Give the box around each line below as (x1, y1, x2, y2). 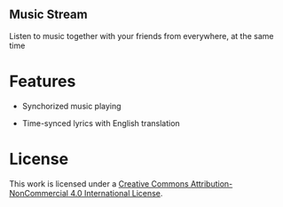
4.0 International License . (70, 187, 163, 198)
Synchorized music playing (21, 100, 122, 111)
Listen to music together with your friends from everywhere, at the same (9, 30, 274, 41)
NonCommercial (9, 187, 69, 198)
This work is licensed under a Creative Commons (9, 178, 189, 189)
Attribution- (190, 178, 233, 189)
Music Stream (9, 7, 88, 22)
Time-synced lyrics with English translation (21, 117, 180, 128)
